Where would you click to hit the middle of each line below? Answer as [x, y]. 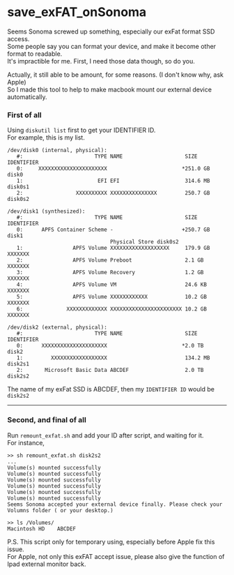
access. [18, 38]
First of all [24, 114]
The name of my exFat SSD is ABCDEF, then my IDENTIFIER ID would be [111, 389]
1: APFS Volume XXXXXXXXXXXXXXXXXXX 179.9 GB [113, 248]
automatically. [27, 97]
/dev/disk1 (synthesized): [46, 211]
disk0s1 [18, 187]
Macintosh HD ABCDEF [42, 529]
